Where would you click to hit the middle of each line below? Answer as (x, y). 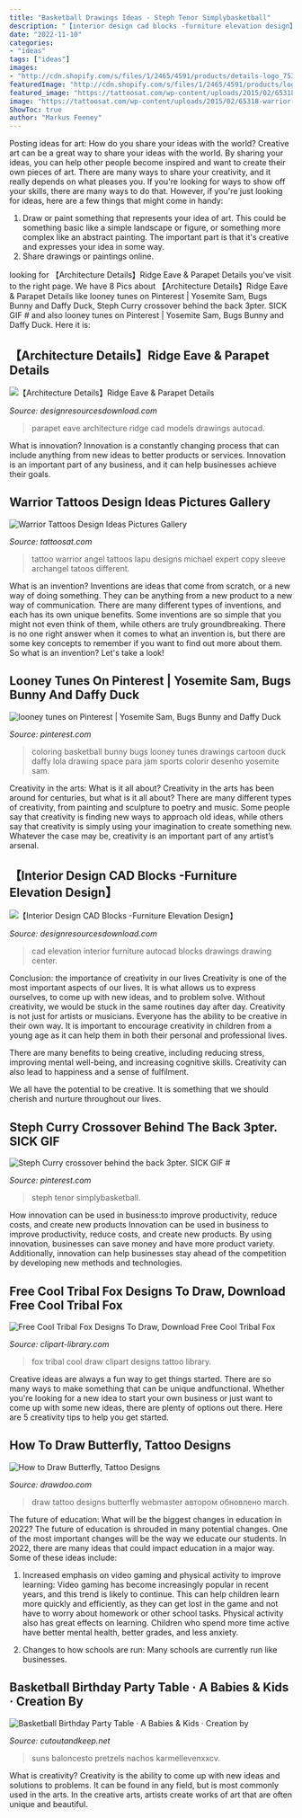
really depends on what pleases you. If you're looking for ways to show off (147, 182)
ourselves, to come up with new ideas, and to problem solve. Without (138, 998)
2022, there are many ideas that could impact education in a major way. (142, 1548)
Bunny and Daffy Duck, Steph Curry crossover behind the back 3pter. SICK (148, 306)
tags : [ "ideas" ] (40, 59)
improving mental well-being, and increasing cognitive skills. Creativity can (148, 1062)
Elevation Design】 (63, 892)
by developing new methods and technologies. (96, 1263)
